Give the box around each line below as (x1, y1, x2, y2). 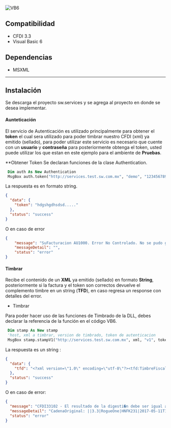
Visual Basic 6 (12, 38, 43, 44)
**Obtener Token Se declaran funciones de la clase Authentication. (5, 159, 148, 165)
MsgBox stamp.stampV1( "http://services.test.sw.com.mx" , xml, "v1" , (7, 337, 156, 343)
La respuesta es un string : (5, 346, 61, 353)
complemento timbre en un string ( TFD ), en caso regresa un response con (5, 288, 161, 294)
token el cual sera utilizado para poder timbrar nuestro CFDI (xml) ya (5, 133, 150, 139)
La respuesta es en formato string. (5, 183, 78, 189)
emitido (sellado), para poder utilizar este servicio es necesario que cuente (5, 139, 163, 145)
